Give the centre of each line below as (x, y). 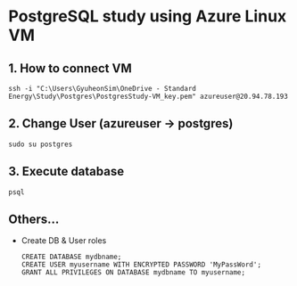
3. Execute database (66, 172)
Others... (34, 220)
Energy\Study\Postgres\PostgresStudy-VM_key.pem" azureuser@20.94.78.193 (148, 96)
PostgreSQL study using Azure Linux (148, 16)
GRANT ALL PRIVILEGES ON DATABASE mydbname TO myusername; (133, 273)
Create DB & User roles (64, 241)
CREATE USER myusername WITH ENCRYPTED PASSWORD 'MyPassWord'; (141, 265)
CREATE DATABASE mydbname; (71, 257)
